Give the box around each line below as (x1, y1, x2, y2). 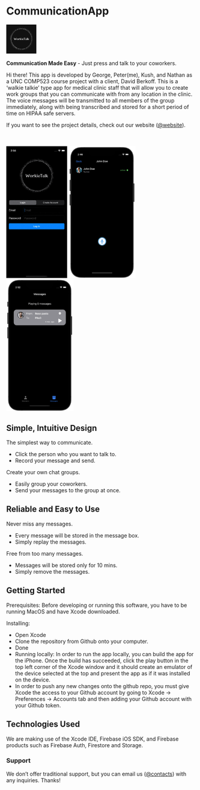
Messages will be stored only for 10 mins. (14, 562, 118, 569)
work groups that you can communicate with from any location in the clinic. (6, 90, 193, 98)
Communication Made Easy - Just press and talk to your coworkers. (6, 60, 177, 67)
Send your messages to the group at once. (14, 487, 121, 494)
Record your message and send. (14, 457, 96, 465)
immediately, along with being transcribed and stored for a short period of (6, 104, 189, 111)
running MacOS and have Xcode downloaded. (6, 607, 120, 615)
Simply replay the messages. (14, 538, 87, 545)
